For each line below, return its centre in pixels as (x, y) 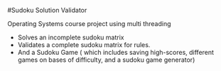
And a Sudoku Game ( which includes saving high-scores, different (116, 52)
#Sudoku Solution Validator (47, 10)
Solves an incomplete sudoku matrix (71, 37)
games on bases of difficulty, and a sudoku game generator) (106, 60)
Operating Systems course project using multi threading (90, 24)
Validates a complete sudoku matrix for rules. (84, 45)
